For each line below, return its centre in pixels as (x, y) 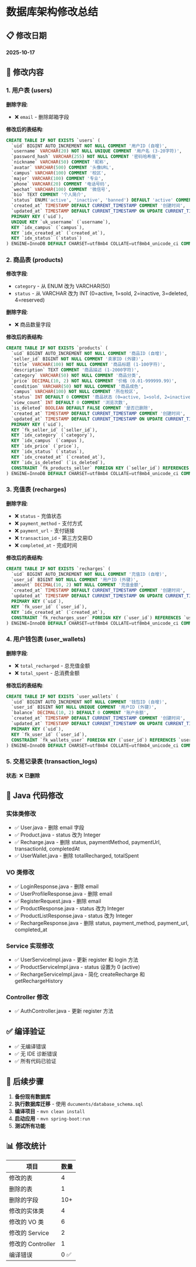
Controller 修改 (27, 997)
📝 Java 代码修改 (35, 796)
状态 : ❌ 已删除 (23, 775)
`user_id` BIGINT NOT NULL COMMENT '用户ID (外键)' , (75, 580)
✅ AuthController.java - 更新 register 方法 (64, 1011)
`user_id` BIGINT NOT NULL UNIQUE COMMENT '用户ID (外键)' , (84, 707)
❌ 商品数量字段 (33, 325)
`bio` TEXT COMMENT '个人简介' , (49, 195)
